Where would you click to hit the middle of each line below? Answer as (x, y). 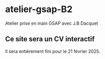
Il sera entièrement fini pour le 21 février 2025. (53, 51)
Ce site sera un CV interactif (50, 39)
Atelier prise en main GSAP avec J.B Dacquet (52, 23)
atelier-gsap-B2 (39, 9)
